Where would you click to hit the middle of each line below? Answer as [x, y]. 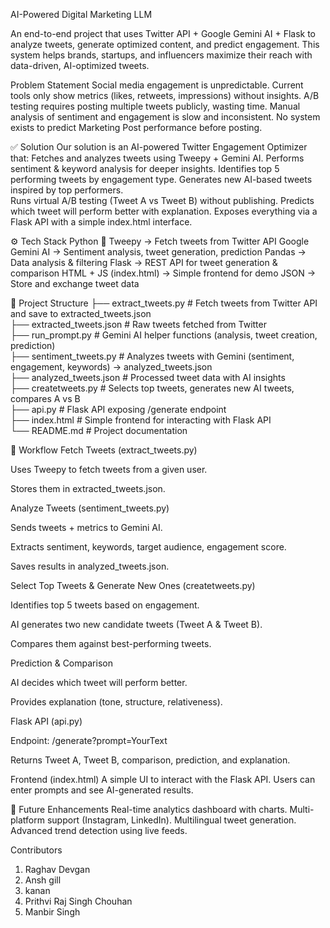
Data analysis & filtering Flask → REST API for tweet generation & [144, 262]
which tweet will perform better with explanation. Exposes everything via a [164, 211]
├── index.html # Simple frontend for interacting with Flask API [141, 420]
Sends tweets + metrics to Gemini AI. [86, 527]
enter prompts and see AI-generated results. [102, 790]
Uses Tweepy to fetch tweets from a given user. [109, 469]
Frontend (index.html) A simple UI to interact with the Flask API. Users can [163, 779]
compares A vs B [45, 398]
